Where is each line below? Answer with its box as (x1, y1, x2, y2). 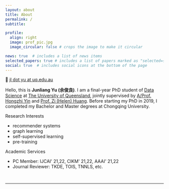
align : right (10, 35, 37, 40)
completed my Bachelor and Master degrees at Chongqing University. (5, 104, 150, 110)
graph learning (12, 128, 43, 134)
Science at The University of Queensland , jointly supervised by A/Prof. (5, 92, 152, 99)
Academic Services (5, 149, 46, 155)
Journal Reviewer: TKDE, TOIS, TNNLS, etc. (12, 164, 103, 170)
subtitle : (5, 21, 26, 27)
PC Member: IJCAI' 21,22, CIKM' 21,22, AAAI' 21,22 (12, 158, 119, 164)
